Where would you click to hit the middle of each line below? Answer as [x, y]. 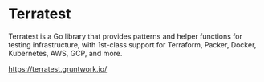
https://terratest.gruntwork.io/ [58, 68]
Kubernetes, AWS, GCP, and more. [65, 53]
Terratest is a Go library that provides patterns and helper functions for [125, 36]
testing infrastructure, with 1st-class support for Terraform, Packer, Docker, [132, 44]
